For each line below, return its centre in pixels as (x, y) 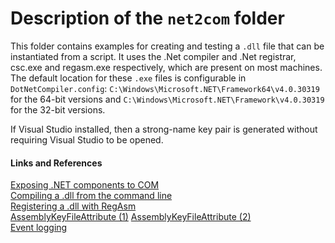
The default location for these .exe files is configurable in (128, 78)
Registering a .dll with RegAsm (73, 206)
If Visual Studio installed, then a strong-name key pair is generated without (164, 129)
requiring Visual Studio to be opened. (87, 139)
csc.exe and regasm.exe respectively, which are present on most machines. (166, 67)
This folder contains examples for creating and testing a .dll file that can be (167, 46)
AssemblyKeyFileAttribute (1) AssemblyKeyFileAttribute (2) (131, 217)
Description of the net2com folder (147, 18)
